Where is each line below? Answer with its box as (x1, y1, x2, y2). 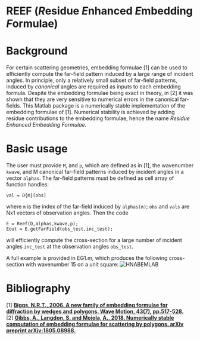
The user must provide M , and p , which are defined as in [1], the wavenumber (6, 162, 194, 169)
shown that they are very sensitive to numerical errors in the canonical (6, 96, 179, 103)
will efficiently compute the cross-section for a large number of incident (6, 237, 183, 244)
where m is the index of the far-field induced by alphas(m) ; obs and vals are (6, 203, 190, 210)
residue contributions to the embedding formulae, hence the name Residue (6, 115, 190, 122)
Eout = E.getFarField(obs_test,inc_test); (6, 226, 113, 232)
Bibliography (6, 282, 71, 295)
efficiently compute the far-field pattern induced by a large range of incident (6, 71, 193, 78)
